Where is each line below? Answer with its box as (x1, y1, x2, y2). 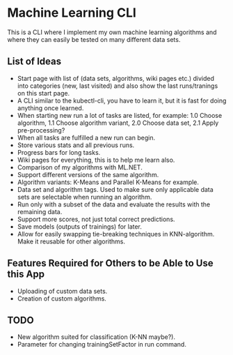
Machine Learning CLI (7, 5, 137, 21)
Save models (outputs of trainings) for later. (17, 222, 143, 231)
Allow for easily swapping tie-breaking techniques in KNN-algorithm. (17, 229, 215, 238)
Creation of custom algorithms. (17, 294, 106, 303)
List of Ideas (7, 56, 62, 68)
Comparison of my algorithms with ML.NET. (17, 163, 143, 172)
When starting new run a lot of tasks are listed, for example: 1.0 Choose (17, 111, 223, 119)
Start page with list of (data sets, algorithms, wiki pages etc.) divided (17, 74, 214, 82)
